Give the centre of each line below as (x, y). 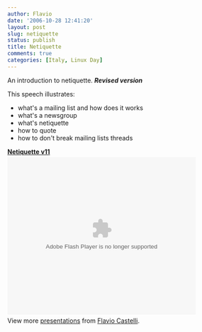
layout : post (27, 27)
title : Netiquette (34, 47)
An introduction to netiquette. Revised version (75, 80)
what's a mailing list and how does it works (80, 108)
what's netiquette (43, 123)
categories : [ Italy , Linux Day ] (55, 60)
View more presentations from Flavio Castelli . (74, 321)
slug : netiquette (33, 34)
